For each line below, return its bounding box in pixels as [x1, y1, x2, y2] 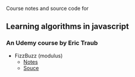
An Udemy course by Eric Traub [6, 39, 98, 47]
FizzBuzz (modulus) [14, 52, 63, 59]
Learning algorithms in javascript [6, 21, 129, 31]
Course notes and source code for [6, 5, 89, 12]
